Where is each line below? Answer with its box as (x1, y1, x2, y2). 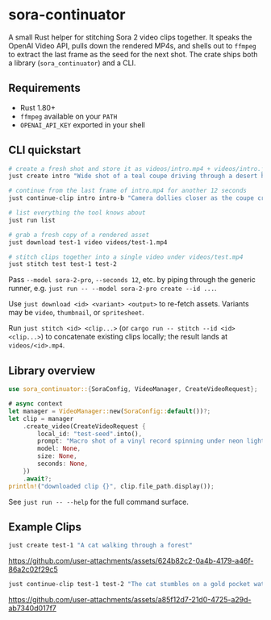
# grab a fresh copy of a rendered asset (8, 231, 150, 239)
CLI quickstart (8, 144, 81, 157)
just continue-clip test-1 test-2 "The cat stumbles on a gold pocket (8, 580, 251, 589)
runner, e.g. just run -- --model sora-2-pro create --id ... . (8, 284, 217, 293)
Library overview (8, 364, 96, 377)
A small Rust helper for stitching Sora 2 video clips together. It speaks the (8, 32, 252, 42)
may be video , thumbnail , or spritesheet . (8, 308, 144, 318)
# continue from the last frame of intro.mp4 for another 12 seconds (8, 187, 248, 195)
